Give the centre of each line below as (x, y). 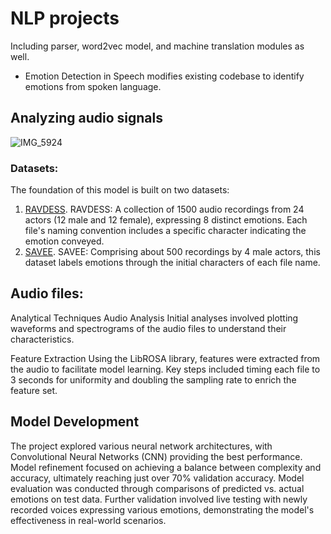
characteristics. (42, 339)
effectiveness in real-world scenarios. (88, 520)
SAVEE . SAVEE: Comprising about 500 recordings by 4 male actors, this (172, 252)
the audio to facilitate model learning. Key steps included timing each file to (165, 369)
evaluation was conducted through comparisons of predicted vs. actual (157, 488)
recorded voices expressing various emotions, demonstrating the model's (162, 509)
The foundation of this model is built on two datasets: (120, 190)
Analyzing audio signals (87, 118)
